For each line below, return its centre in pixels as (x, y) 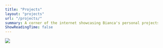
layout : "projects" (25, 14)
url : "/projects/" (24, 18)
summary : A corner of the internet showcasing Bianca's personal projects (82, 23)
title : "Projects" (24, 9)
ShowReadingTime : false (29, 27)
